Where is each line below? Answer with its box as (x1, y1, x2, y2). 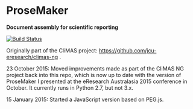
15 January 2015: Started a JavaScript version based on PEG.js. (6, 96, 164, 103)
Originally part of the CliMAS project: (6, 46, 98, 54)
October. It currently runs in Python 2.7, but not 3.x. (6, 84, 134, 91)
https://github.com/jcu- (98, 46, 157, 54)
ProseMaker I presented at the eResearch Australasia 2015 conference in (6, 78, 188, 85)
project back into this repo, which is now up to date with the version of (6, 71, 182, 78)
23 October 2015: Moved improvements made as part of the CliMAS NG (6, 64, 184, 72)
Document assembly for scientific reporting (6, 23, 119, 31)
